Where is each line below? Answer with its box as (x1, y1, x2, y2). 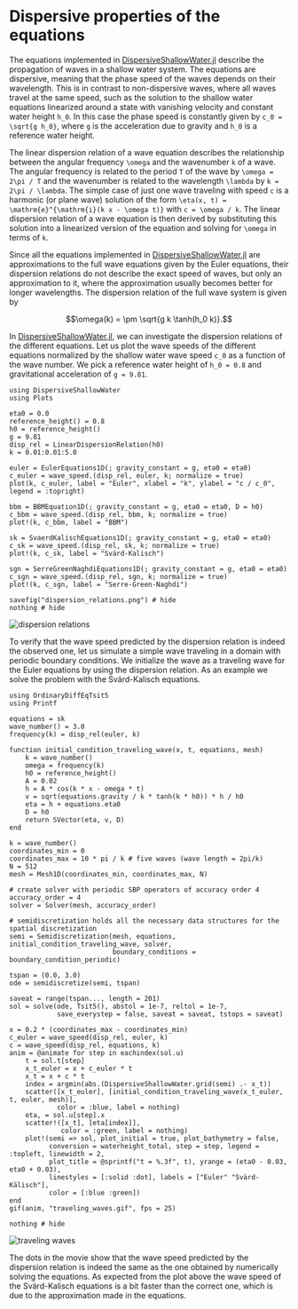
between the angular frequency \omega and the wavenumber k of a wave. (9, 156, 277, 167)
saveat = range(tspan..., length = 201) (9, 994, 161, 1003)
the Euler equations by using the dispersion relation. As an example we (9, 664, 269, 675)
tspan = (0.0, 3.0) (9, 971, 82, 980)
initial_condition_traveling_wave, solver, (9, 940, 173, 948)
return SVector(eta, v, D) (25, 815, 125, 824)
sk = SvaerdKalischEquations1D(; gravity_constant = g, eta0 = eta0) (9, 533, 272, 543)
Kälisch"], (9, 1180, 50, 1189)
